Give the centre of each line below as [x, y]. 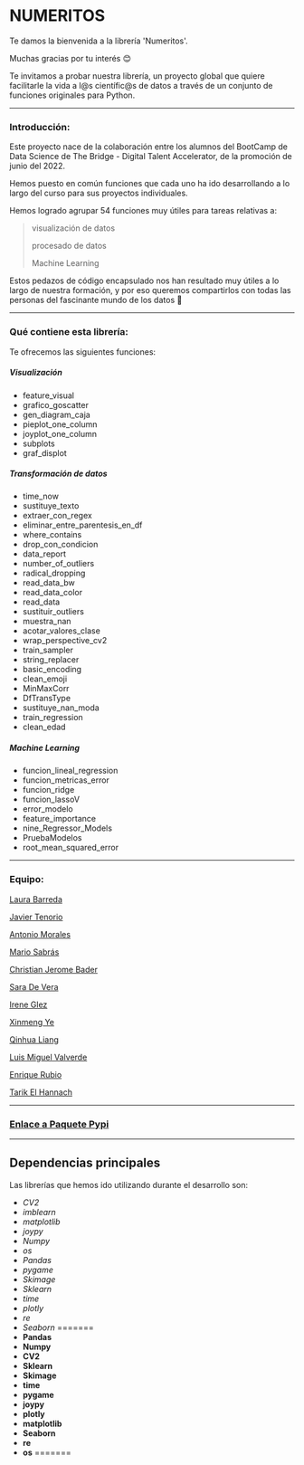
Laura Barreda [36, 899]
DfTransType [46, 699]
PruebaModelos [52, 838]
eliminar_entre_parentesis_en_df [82, 525]
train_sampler [48, 650]
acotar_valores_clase [62, 631]
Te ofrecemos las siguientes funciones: [83, 352]
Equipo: [27, 880]
